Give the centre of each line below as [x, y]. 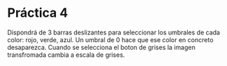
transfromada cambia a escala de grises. [66, 55]
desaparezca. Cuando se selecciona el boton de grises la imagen [102, 47]
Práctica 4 [38, 13]
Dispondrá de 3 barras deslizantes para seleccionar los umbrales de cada [114, 32]
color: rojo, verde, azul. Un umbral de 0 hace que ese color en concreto [110, 39]
